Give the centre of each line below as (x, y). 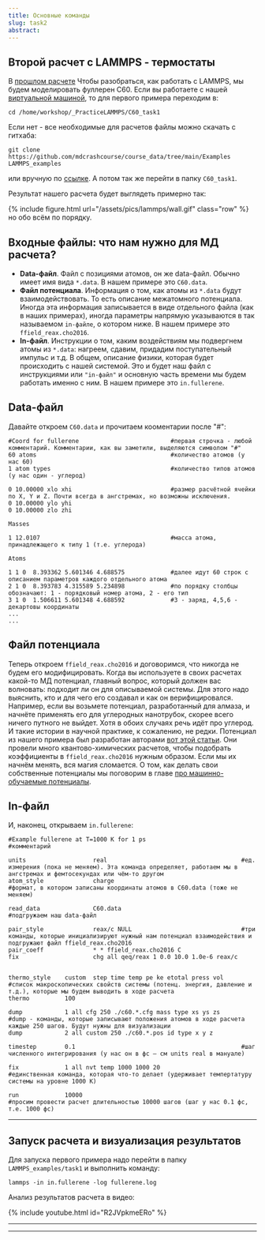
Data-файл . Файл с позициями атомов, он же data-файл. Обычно (130, 274)
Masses (19, 524)
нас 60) (21, 462)
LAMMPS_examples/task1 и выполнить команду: (84, 1168)
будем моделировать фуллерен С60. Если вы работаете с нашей (118, 90)
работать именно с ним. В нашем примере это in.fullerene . (122, 383)
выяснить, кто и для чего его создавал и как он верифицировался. (121, 697)
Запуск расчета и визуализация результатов (125, 1141)
